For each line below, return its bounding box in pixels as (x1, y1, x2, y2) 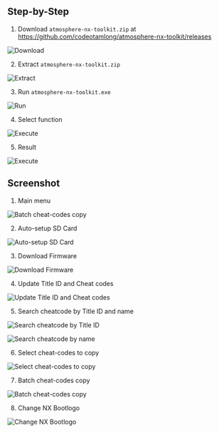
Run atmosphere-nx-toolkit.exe (17, 87, 112, 96)
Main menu (17, 196, 51, 205)
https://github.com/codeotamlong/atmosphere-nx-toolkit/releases (17, 32, 212, 41)
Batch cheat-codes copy (17, 376, 90, 384)
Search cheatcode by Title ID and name (17, 307, 134, 315)
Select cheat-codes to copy (17, 348, 100, 357)
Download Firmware (17, 251, 77, 260)
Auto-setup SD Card (17, 224, 78, 233)
